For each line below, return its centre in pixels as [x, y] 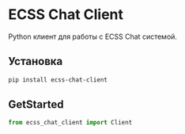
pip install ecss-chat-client [58, 80]
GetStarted [36, 105]
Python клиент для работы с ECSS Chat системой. [93, 36]
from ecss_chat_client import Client [70, 123]
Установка [36, 61]
